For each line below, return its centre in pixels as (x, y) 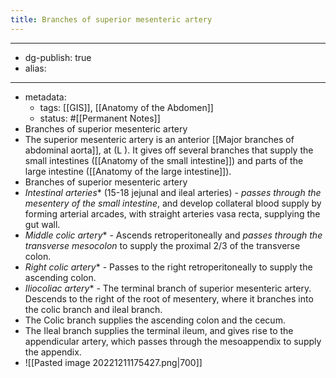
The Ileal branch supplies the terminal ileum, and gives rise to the (159, 330)
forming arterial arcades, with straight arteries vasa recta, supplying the (172, 213)
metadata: (45, 97)
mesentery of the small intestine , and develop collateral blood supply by (173, 203)
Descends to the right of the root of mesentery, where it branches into (169, 298)
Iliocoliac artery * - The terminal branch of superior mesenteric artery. (168, 288)
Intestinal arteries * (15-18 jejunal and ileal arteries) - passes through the (173, 192)
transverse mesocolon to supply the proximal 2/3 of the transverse (162, 245)
